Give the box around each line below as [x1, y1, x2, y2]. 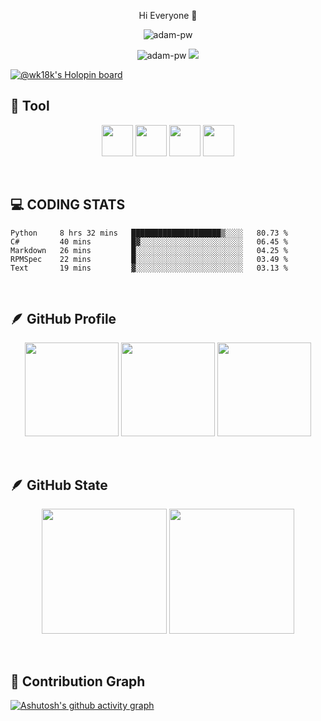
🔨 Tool [10, 98, 50, 115]
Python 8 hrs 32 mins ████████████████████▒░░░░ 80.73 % [10, 228, 288, 238]
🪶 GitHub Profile [10, 311, 117, 328]
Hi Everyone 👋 [138, 10, 198, 21]
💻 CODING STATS [10, 196, 126, 214]
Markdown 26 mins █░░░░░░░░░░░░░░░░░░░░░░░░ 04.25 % [10, 245, 288, 255]
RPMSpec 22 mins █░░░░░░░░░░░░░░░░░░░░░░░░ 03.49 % [10, 254, 288, 264]
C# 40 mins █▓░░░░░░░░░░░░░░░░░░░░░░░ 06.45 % [10, 236, 288, 247]
